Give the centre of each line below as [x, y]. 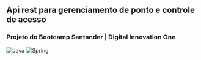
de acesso [27, 20]
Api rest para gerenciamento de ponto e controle [101, 10]
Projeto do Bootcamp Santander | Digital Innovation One [91, 37]
